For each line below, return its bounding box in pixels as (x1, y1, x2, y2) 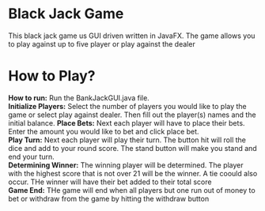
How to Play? (8, 67, 96, 85)
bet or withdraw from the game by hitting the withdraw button (8, 194, 210, 203)
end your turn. (8, 152, 55, 161)
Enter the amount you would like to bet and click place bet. (8, 126, 199, 136)
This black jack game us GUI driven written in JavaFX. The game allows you (8, 31, 256, 40)
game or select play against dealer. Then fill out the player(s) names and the (8, 110, 256, 119)
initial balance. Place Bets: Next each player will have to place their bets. (8, 118, 245, 127)
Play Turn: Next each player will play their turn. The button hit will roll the (8, 135, 247, 145)
